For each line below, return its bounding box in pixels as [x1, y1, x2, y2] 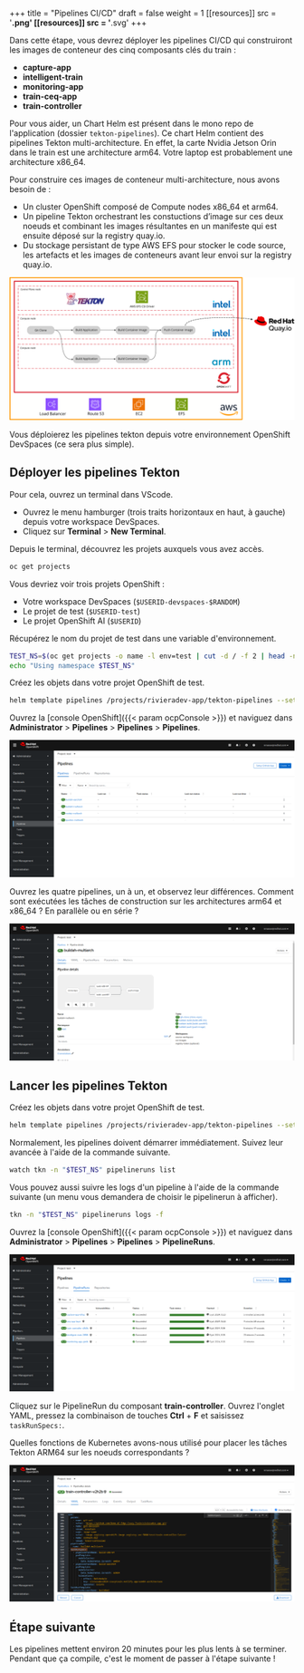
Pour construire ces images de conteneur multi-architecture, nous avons [9, 174, 280, 185]
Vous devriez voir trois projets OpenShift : [9, 578, 165, 589]
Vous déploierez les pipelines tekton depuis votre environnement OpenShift [9, 430, 291, 440]
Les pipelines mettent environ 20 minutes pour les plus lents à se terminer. [9, 1644, 288, 1655]
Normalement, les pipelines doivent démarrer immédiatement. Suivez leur [9, 1137, 283, 1148]
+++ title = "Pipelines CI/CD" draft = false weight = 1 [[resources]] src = [9, 8, 277, 18]
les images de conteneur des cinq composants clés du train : [9, 44, 237, 55]
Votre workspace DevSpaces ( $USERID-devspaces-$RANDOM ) [22, 595, 241, 606]
